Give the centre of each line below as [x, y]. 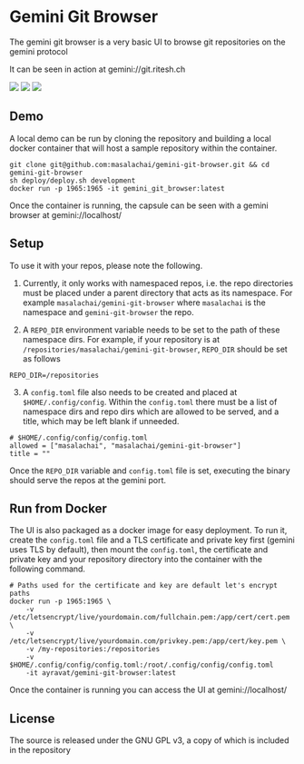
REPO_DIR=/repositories [54, 375]
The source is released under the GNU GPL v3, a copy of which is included [149, 740]
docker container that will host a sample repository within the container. [143, 148]
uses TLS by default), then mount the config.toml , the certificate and [139, 550]
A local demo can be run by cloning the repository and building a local [141, 138]
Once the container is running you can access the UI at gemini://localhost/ [148, 690]
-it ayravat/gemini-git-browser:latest [101, 673]
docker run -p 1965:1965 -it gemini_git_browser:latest [117, 188]
